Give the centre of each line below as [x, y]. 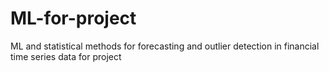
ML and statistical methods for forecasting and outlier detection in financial [165, 46]
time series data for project [66, 56]
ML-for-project [73, 18]
